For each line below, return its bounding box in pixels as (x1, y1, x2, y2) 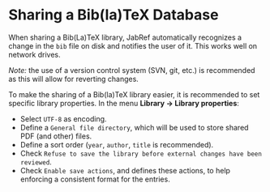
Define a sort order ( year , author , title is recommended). (19, 139, 214, 149)
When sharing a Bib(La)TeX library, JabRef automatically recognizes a (8, 32, 242, 42)
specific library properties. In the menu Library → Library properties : (8, 98, 239, 108)
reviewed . (19, 156, 53, 167)
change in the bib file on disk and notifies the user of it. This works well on (8, 41, 258, 50)
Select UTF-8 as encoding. (19, 113, 107, 123)
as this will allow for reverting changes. (8, 74, 139, 83)
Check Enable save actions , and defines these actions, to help (19, 165, 231, 175)
